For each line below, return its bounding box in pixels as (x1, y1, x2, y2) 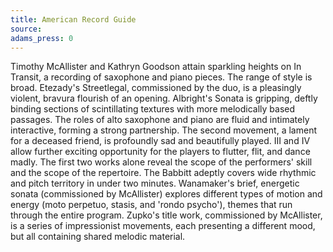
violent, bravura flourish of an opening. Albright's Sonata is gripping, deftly (10, 92, 318, 105)
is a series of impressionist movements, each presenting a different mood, (10, 220, 316, 232)
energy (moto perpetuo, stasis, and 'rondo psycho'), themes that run (10, 199, 293, 211)
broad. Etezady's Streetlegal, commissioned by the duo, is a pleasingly (10, 82, 302, 94)
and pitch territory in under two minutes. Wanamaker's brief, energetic (10, 177, 300, 190)
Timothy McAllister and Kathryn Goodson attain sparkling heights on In (10, 61, 302, 73)
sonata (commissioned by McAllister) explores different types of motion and (10, 188, 323, 200)
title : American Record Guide (10, 14, 137, 25)
